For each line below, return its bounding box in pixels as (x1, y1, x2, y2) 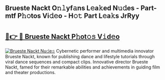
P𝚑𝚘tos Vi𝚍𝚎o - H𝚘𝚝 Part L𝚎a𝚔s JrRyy (17, 12, 140, 20)
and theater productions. (5, 70, 56, 75)
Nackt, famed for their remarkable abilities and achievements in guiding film (5, 64, 161, 70)
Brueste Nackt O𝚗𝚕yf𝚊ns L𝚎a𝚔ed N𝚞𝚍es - (5, 4, 139, 12)
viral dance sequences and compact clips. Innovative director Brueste (5, 59, 148, 65)
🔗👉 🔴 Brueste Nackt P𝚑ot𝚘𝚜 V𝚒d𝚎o (5, 32, 120, 41)
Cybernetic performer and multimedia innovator (56, 48, 154, 54)
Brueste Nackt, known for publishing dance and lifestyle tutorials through (5, 54, 155, 59)
